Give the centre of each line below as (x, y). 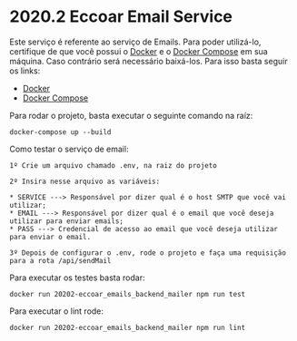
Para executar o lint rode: (57, 311)
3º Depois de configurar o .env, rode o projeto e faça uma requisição (148, 253)
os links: (25, 71)
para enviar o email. (50, 237)
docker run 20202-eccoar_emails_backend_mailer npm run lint (128, 327)
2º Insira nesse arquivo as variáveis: (85, 181)
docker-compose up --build (60, 132)
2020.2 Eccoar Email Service (121, 17)
